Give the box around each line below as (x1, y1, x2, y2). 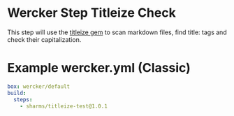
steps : (13, 96, 33, 103)
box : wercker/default (7, 82, 71, 90)
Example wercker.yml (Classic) (7, 60, 191, 76)
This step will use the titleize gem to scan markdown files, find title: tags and (7, 28, 227, 36)
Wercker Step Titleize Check (7, 5, 176, 21)
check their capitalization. (7, 35, 82, 43)
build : (7, 89, 27, 96)
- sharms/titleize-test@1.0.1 (20, 103, 108, 110)
